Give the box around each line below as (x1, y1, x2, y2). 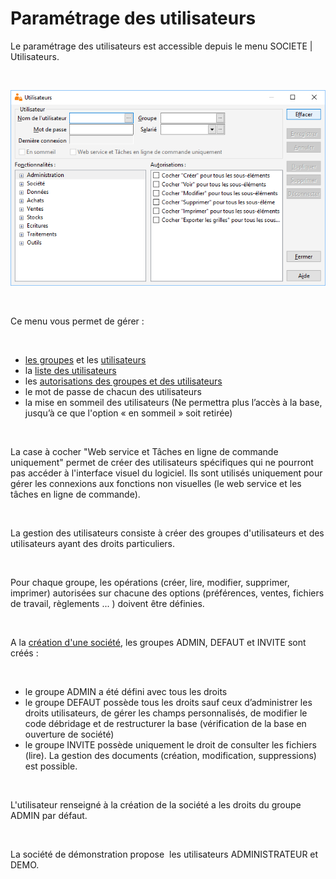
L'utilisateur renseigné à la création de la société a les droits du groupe (10, 799, 302, 811)
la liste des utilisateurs (24, 365, 117, 377)
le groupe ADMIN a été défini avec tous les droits (24, 686, 228, 698)
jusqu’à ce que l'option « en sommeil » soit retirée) (24, 407, 233, 419)
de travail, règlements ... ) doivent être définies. (10, 598, 205, 610)
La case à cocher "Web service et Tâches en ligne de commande (10, 446, 279, 458)
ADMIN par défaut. (10, 810, 88, 822)
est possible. (24, 760, 78, 772)
